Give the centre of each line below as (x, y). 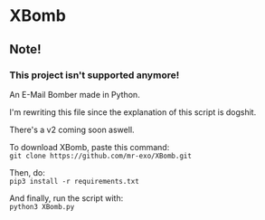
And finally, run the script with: (66, 198)
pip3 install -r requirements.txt (75, 181)
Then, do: (27, 172)
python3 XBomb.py (42, 206)
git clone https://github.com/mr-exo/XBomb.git (101, 156)
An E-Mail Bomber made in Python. (75, 94)
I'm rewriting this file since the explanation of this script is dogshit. (133, 112)
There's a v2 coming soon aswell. (72, 129)
